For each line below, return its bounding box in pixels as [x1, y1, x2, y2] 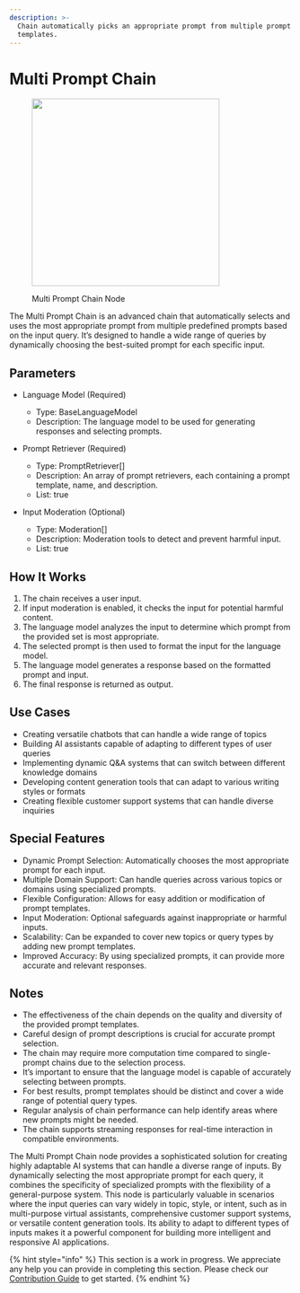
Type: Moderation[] [35, 524, 108, 535]
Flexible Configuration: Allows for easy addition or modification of [22, 893, 266, 903]
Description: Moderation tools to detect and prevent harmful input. [35, 533, 281, 544]
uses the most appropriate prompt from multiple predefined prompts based [9, 321, 287, 331]
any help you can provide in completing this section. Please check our [9, 1263, 269, 1275]
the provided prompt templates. [22, 1019, 140, 1030]
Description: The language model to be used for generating [35, 417, 256, 427]
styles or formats [22, 786, 86, 796]
